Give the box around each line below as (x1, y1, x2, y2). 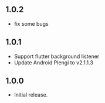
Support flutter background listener (13, 53, 100, 60)
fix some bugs (13, 20, 49, 27)
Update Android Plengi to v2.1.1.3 (13, 59, 93, 66)
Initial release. (13, 91, 48, 98)
